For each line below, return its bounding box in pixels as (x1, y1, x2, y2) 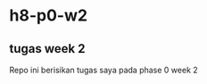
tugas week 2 (9, 41, 86, 56)
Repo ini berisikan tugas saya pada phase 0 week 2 (9, 64, 198, 75)
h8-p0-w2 (9, 5, 87, 26)
